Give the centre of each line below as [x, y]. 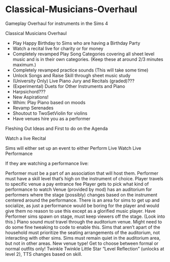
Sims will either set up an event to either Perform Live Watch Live [73, 148]
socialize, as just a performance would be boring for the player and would [82, 205]
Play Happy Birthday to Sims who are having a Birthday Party [76, 43]
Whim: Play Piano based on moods [49, 102]
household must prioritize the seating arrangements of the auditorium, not [82, 233]
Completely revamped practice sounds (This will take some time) [80, 70]
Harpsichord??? [29, 91]
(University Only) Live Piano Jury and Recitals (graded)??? [73, 81]
